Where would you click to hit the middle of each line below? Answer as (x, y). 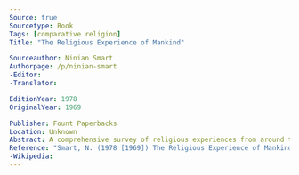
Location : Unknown (43, 131)
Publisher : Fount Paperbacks (63, 123)
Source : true (33, 17)
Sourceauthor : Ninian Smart (61, 59)
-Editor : (25, 75)
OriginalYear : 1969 (45, 107)
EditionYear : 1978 (43, 99)
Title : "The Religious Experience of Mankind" (97, 42)
